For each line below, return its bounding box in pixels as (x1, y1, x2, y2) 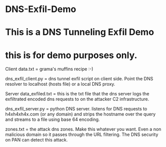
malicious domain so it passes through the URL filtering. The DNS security (5, 131, 158, 137)
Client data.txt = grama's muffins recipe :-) (5, 66, 94, 72)
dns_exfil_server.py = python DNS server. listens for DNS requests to (5, 106, 147, 112)
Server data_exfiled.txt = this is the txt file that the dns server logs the (5, 91, 149, 97)
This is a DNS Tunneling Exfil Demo (5, 27, 154, 38)
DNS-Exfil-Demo (5, 4, 76, 15)
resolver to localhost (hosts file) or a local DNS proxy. (5, 81, 115, 87)
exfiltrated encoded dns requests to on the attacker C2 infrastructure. (5, 96, 149, 102)
